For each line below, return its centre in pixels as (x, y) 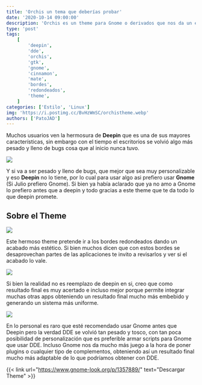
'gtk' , (36, 62)
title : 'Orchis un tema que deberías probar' (64, 12)
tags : (13, 34)
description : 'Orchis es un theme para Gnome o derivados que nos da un (99, 23)
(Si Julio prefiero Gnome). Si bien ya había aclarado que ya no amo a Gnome (101, 184)
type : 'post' (23, 29)
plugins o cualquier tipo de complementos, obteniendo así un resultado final (100, 352)
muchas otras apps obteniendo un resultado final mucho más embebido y (98, 296)
